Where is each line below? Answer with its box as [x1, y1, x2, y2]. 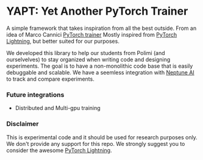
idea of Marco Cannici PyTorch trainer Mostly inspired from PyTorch [6, 31, 177, 38]
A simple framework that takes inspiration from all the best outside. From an [6, 24, 197, 32]
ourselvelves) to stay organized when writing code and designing [6, 56, 171, 63]
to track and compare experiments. [6, 75, 94, 82]
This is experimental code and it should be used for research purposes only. [6, 133, 198, 141]
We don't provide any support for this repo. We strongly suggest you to [6, 140, 185, 147]
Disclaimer [6, 120, 39, 128]
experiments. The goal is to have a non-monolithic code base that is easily [6, 62, 193, 70]
